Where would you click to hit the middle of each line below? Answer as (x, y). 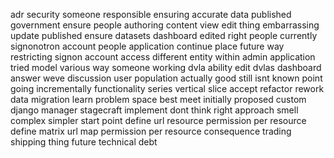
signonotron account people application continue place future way (147, 46)
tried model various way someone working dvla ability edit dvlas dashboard (166, 67)
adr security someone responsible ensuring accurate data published (151, 14)
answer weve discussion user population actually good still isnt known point (166, 78)
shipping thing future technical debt (84, 142)
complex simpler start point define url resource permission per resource (158, 120)
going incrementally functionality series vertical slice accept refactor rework (167, 88)
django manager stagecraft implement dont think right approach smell (154, 110)
